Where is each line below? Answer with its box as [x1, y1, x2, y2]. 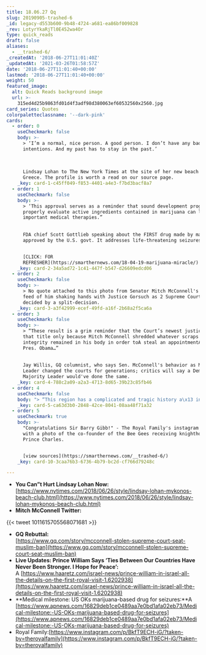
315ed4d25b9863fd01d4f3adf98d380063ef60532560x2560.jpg [17, 100, 164, 106]
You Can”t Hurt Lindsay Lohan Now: [15, 481, 109, 488]
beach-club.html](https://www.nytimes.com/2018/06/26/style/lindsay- [15, 494, 194, 501]
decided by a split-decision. [22, 299, 100, 306]
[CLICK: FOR [22, 254, 53, 260]
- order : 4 [12, 385, 40, 391]
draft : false [6, 37, 40, 44]
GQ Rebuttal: [15, 530, 49, 538]
